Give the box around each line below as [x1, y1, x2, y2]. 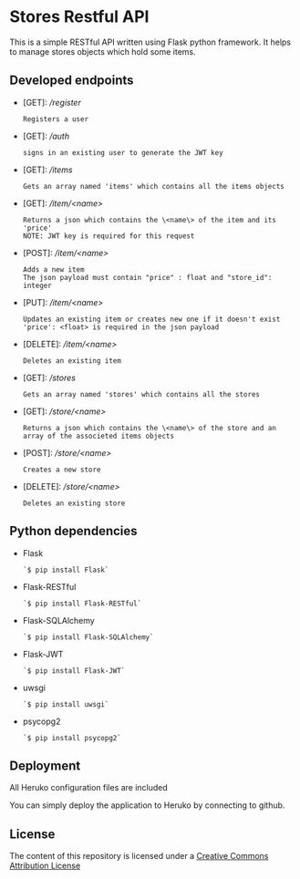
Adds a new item [22, 264, 85, 274]
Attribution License [9, 860, 81, 872]
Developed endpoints [9, 73, 134, 88]
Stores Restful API [9, 6, 150, 27]
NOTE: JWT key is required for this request [22, 231, 195, 241]
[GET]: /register [22, 97, 82, 108]
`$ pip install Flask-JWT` [22, 666, 126, 676]
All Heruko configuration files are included [9, 782, 169, 793]
